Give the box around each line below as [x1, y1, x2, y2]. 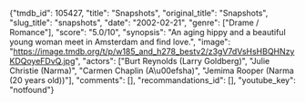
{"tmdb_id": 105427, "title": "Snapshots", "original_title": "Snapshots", [9, 8, 269, 18]
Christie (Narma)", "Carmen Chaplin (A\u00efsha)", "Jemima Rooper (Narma [9, 65, 294, 76]
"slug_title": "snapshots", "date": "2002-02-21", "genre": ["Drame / [9, 17, 259, 28]
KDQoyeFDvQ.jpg [9, 56, 76, 66]
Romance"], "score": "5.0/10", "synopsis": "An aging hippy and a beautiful [9, 27, 287, 37]
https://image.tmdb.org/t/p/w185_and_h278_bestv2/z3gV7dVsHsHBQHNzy [13, 46, 295, 57]
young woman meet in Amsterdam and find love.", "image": [9, 36, 230, 47]
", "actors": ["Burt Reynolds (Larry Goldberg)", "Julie [75, 56, 270, 66]
